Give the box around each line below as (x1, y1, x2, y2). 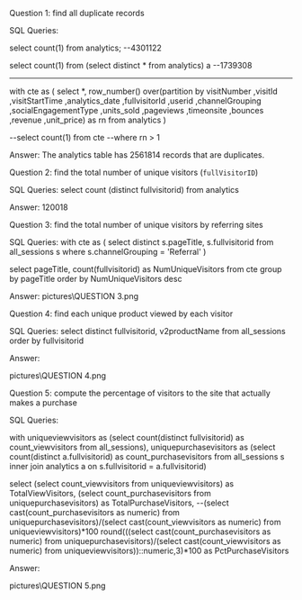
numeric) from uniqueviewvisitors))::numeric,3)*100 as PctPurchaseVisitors (9, 545, 289, 556)
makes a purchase (9, 397, 78, 408)
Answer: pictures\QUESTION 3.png (9, 291, 139, 301)
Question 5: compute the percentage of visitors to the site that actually (9, 387, 271, 398)
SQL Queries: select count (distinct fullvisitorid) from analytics (9, 185, 240, 195)
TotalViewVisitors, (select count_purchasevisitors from (9, 488, 211, 498)
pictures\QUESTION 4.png (9, 370, 106, 381)
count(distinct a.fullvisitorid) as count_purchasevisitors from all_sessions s (9, 451, 285, 462)
